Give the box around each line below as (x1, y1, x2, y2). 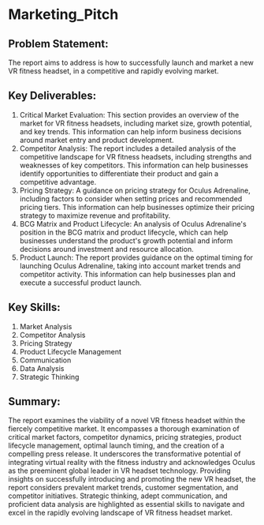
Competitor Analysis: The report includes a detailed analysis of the (19, 144, 236, 153)
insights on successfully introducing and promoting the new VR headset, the (8, 474, 256, 484)
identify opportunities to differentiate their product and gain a (19, 168, 219, 178)
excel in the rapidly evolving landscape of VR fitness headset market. (8, 508, 232, 518)
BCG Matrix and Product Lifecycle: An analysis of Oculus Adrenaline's (19, 219, 247, 228)
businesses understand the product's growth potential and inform (19, 235, 233, 246)
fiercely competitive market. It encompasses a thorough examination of (8, 424, 240, 433)
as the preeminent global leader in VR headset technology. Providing (8, 466, 231, 475)
